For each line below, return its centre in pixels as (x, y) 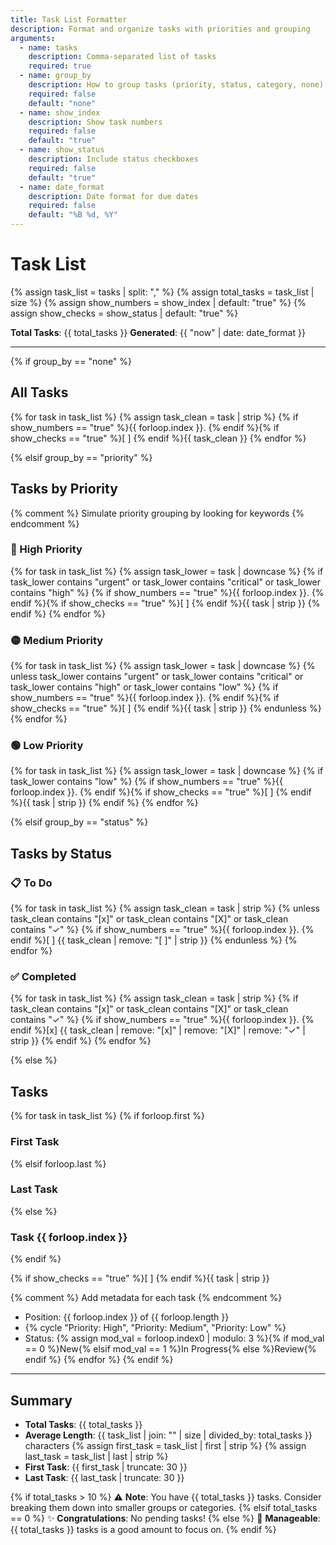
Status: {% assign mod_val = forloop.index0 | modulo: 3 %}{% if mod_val (174, 1338)
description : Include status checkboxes (113, 159)
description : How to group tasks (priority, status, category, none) (176, 85)
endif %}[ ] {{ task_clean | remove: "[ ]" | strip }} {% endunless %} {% (154, 940)
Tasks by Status (61, 853)
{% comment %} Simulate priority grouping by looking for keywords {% (157, 513)
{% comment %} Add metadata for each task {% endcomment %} (146, 1298)
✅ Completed (43, 977)
